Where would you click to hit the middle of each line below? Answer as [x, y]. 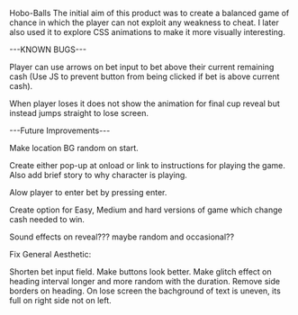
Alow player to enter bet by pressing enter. [88, 192]
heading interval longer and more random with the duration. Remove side [145, 281]
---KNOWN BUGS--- [48, 49]
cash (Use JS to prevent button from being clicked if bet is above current [144, 76]
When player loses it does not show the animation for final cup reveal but [145, 103]
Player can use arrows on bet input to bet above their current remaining [142, 67]
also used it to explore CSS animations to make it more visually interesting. [147, 32]
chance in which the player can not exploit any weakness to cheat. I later [144, 22]
